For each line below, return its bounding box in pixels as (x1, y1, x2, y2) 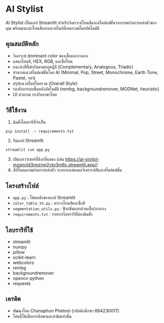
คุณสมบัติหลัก (5, 40, 39, 48)
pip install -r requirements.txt (5, 129, 74, 134)
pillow (12, 249, 25, 255)
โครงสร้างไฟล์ (5, 182, 39, 190)
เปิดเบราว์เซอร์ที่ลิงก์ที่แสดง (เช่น (12, 156, 64, 162)
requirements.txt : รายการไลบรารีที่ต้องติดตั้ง (12, 211, 93, 217)
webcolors (12, 259, 34, 266)
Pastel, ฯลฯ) (12, 75, 36, 81)
